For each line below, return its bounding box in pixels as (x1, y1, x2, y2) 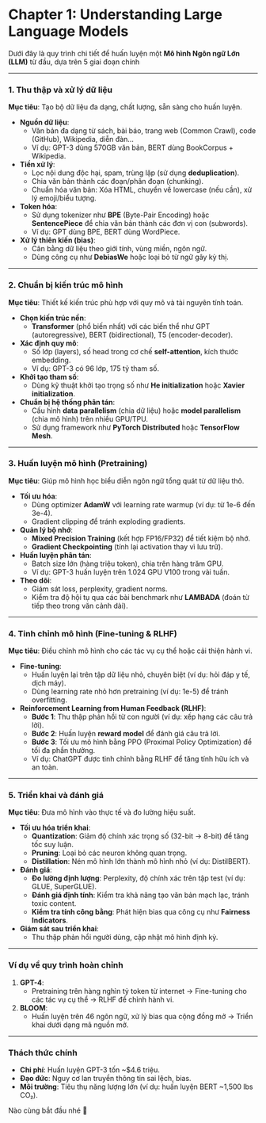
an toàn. (31, 762, 59, 772)
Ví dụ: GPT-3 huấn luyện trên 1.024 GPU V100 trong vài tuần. (31, 567, 230, 576)
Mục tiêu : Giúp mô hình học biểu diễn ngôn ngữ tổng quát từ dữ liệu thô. (8, 476, 245, 485)
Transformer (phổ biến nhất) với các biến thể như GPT (31, 321, 211, 330)
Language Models (8, 22, 129, 40)
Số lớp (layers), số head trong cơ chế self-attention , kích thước (31, 346, 239, 356)
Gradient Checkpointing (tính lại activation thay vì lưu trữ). (31, 541, 223, 552)
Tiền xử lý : (19, 160, 55, 170)
